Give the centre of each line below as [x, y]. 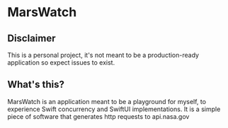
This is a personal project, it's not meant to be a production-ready [103, 55]
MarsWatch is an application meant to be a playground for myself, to [107, 101]
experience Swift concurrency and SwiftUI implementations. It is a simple [114, 109]
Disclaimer [32, 38]
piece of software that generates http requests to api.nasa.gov [98, 116]
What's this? [36, 85]
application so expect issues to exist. [61, 63]
